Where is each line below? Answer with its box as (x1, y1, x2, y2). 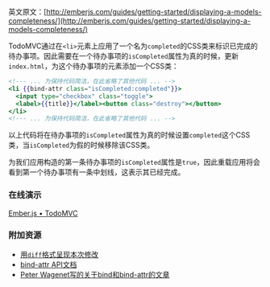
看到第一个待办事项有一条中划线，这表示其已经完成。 (8, 167, 185, 177)
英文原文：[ (8, 7, 47, 16)
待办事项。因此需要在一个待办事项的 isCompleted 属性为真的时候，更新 (8, 51, 239, 60)
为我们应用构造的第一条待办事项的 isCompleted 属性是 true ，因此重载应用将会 (8, 158, 260, 167)
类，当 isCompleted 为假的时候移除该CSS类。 (8, 140, 155, 150)
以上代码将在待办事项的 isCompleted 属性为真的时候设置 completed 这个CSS (8, 130, 251, 140)
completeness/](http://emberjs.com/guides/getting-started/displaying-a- (8, 16, 251, 26)
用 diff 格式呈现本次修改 (19, 249, 99, 259)
